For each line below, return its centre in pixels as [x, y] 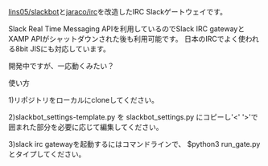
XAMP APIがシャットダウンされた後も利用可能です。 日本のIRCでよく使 [127, 39]
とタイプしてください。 [47, 154]
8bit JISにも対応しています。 [63, 49]
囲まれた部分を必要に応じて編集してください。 [86, 127]
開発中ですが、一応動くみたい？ [62, 66]
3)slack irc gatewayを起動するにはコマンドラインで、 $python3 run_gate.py [134, 144]
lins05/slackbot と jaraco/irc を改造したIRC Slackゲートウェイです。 [118, 12]
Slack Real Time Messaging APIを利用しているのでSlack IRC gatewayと [127, 29]
